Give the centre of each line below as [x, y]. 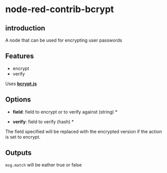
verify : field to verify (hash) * [43, 122]
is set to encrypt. [23, 137]
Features [20, 56]
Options [18, 100]
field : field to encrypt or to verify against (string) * [65, 112]
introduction [25, 28]
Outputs [19, 153]
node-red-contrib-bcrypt [60, 9]
